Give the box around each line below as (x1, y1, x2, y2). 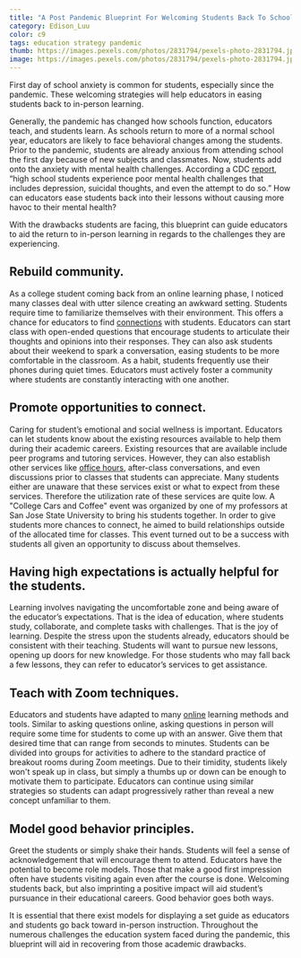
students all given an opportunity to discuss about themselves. (9, 538, 241, 549)
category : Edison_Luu (9, 22, 90, 31)
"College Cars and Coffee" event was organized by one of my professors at (9, 500, 288, 511)
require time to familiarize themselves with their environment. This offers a (9, 307, 284, 318)
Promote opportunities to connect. (9, 400, 207, 416)
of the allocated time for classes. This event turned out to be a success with (9, 529, 289, 540)
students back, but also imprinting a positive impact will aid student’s (9, 883, 263, 894)
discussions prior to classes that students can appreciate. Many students (9, 471, 279, 482)
